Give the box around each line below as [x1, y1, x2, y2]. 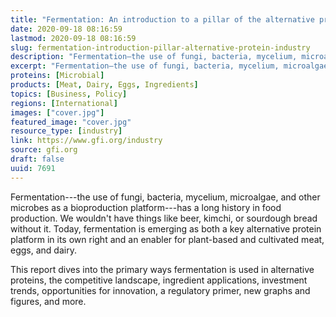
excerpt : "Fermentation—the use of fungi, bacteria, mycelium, [10, 61, 280, 71]
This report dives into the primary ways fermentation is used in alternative [10, 263, 315, 275]
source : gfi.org [10, 145, 78, 155]
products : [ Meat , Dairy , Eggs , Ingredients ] [10, 80, 199, 90]
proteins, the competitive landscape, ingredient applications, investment [10, 274, 308, 286]
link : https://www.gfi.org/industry [10, 136, 163, 146]
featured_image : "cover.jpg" [10, 117, 132, 127]
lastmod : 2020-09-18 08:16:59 [10, 33, 137, 43]
